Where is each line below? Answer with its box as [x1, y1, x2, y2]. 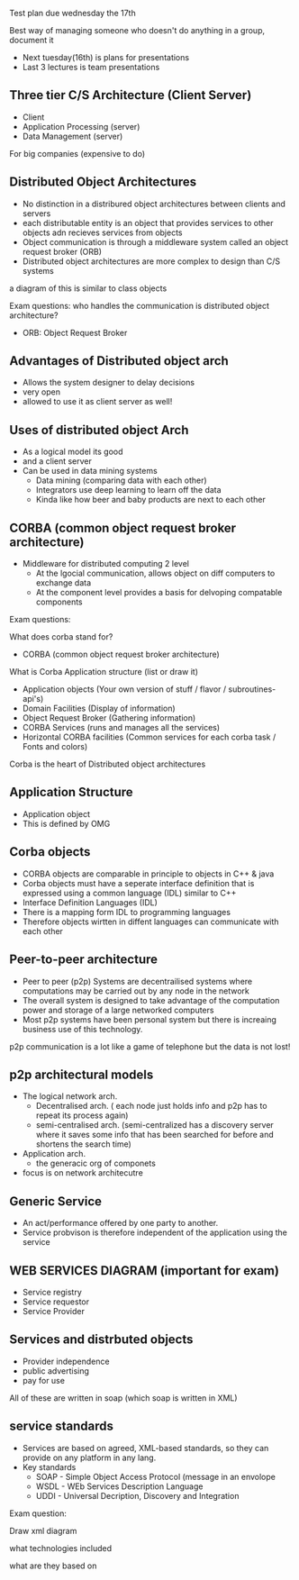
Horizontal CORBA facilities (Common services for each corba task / [22, 731, 276, 742]
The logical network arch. [22, 1091, 118, 1102]
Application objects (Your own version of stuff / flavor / [22, 684, 227, 695]
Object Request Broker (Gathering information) [22, 713, 196, 723]
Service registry [22, 1286, 83, 1297]
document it [9, 35, 54, 45]
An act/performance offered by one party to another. [22, 1218, 219, 1229]
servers [22, 207, 51, 219]
